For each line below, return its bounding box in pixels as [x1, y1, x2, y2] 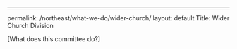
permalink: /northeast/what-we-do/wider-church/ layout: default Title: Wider [7, 14, 230, 22]
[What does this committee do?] [7, 35, 101, 43]
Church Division [7, 22, 54, 29]
